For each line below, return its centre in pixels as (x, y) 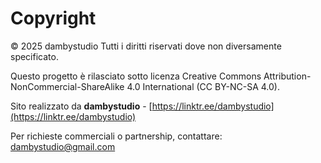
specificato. (34, 56)
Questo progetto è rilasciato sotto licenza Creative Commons (136, 76)
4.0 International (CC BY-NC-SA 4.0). (203, 86)
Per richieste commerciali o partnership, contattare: (116, 136)
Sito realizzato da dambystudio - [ (81, 106)
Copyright (53, 18)
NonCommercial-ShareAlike (67, 86)
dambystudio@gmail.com (63, 146)
